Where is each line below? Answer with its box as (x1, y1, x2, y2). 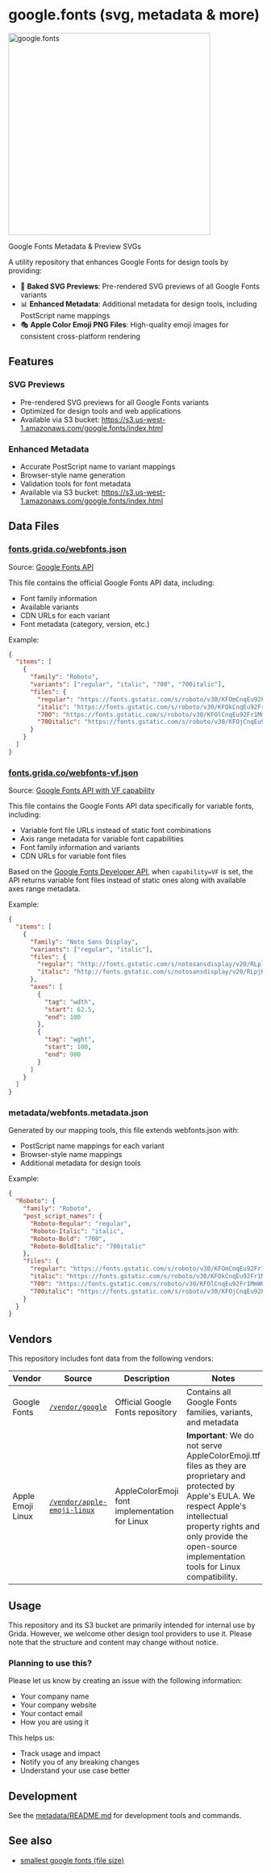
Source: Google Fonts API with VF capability (8, 785, 156, 795)
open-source (186, 1541, 238, 1552)
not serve (186, 1440, 223, 1451)
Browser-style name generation (19, 470, 126, 480)
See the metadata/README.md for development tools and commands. (8, 1811, 242, 1820)
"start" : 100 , (44, 1043, 92, 1051)
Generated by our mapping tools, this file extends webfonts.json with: (8, 1126, 240, 1135)
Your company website (19, 1700, 97, 1710)
